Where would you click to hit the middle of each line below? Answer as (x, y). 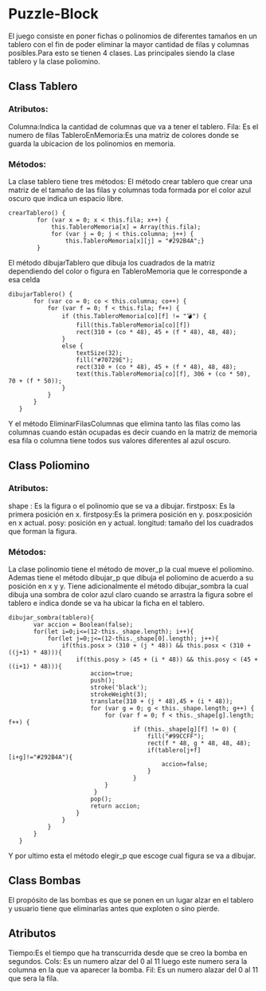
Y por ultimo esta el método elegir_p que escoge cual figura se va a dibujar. (132, 855)
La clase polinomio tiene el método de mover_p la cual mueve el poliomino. (131, 569)
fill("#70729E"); (105, 360)
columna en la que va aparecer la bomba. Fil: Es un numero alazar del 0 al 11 (133, 969)
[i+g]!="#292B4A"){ (41, 757)
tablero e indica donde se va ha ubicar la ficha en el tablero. (106, 603)
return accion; (115, 806)
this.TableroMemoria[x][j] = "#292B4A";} (135, 241)
